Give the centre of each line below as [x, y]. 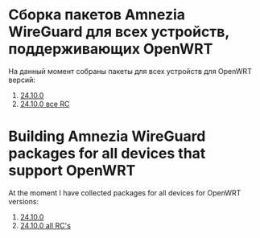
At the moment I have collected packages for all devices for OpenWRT [125, 193]
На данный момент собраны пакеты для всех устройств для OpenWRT [130, 71]
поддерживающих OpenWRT [111, 49]
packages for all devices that [107, 154]
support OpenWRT [72, 171]
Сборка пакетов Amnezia [97, 15]
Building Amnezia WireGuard [107, 136]
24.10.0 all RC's [45, 225]
